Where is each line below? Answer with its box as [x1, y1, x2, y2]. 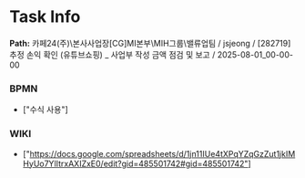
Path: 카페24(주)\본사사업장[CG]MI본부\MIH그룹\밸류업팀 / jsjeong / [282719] [9, 37, 291, 48]
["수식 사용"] [22, 104, 68, 115]
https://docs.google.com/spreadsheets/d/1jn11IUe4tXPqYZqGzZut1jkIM [29, 148, 296, 159]
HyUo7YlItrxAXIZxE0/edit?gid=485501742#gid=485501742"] [22, 158, 252, 169]
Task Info [9, 6, 81, 27]
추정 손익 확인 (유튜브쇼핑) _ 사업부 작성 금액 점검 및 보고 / [9, 48, 216, 60]
